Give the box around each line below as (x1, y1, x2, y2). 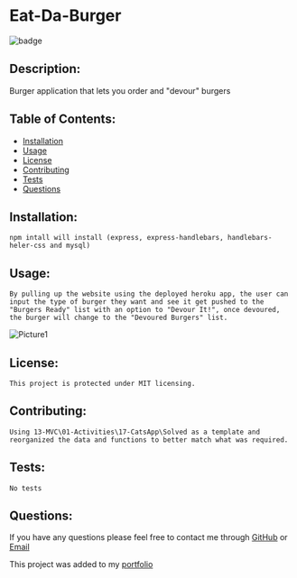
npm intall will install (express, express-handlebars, (9, 234, 224, 243)
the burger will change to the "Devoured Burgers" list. (9, 313, 228, 323)
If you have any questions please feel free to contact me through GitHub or (9, 532, 288, 543)
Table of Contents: (9, 112, 116, 127)
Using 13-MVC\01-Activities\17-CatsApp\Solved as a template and (9, 427, 260, 436)
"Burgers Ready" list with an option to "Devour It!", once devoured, (9, 306, 281, 315)
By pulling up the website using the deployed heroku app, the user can (9, 289, 289, 298)
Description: (9, 61, 81, 77)
